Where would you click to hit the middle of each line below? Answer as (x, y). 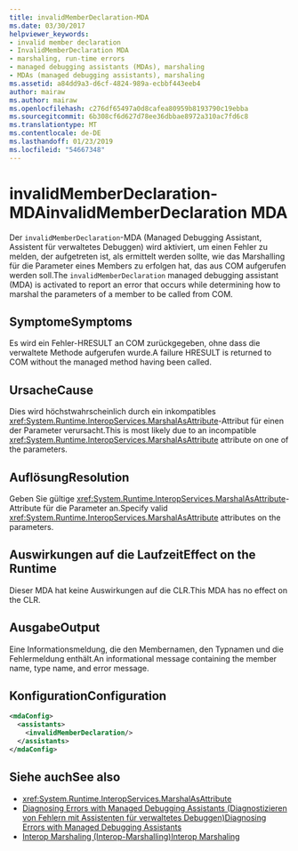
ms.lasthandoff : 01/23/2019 (61, 141)
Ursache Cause (51, 390)
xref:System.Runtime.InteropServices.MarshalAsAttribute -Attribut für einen (147, 421)
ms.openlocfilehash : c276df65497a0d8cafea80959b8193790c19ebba (129, 108)
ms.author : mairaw (43, 100)
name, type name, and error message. (79, 668)
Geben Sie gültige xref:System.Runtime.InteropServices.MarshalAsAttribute (148, 498)
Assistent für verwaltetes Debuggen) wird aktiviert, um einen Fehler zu (139, 246)
